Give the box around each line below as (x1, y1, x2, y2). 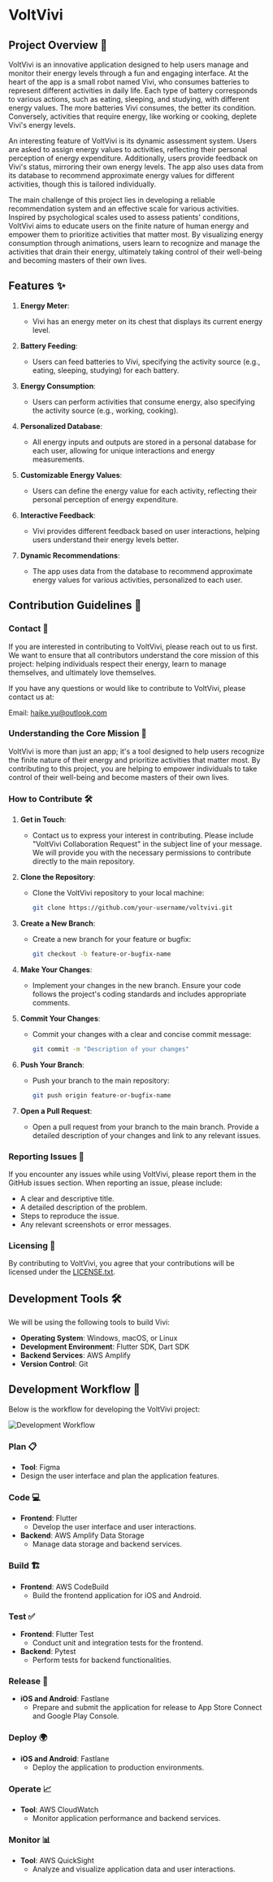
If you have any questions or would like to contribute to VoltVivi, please (8, 683, 246, 693)
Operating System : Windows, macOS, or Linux (19, 1333, 178, 1342)
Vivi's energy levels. (8, 120, 76, 129)
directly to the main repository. (32, 856, 136, 866)
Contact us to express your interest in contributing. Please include (32, 830, 254, 840)
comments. (32, 997, 71, 1007)
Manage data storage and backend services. (32, 1539, 183, 1549)
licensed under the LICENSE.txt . (8, 1267, 116, 1277)
